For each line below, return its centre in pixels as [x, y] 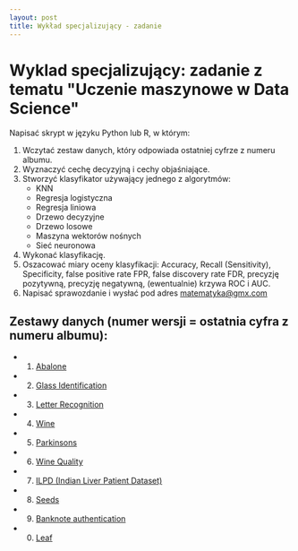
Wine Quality [59, 461]
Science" [44, 108]
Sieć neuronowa [65, 245]
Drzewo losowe [64, 227]
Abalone [51, 366]
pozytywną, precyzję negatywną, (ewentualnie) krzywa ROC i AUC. [146, 284]
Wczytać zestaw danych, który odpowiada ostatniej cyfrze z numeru [149, 151]
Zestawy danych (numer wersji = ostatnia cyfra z [149, 321]
